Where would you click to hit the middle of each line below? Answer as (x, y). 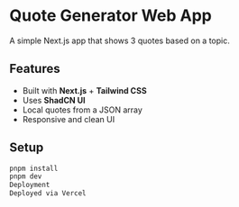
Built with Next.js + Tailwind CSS (84, 90)
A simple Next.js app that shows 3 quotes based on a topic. (119, 40)
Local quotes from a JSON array (82, 110)
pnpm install (34, 168)
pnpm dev (26, 176)
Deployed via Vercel (48, 193)
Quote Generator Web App (110, 16)
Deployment (30, 185)
